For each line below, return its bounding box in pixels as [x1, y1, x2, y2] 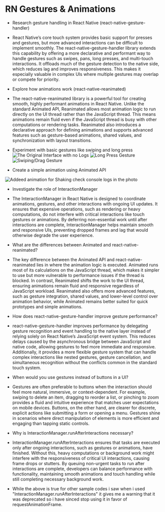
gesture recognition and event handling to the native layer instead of [12, 328, 151, 334]
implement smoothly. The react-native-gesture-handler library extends [12, 45, 156, 51]
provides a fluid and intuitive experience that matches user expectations [12, 399, 159, 405]
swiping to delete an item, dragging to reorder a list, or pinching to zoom [12, 394, 159, 400]
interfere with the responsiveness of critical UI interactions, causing [12, 455, 150, 461]
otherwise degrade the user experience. [12, 232, 94, 238]
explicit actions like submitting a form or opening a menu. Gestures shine [12, 410, 161, 416]
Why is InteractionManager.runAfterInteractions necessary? [12, 430, 134, 436]
